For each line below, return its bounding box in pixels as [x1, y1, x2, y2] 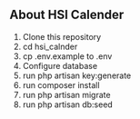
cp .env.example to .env [22, 50, 113, 62]
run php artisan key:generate [22, 70, 132, 81]
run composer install [22, 79, 100, 90]
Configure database [22, 60, 98, 71]
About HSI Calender [9, 7, 125, 23]
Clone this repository [22, 31, 102, 42]
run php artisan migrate [22, 89, 111, 100]
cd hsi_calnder [22, 41, 78, 52]
